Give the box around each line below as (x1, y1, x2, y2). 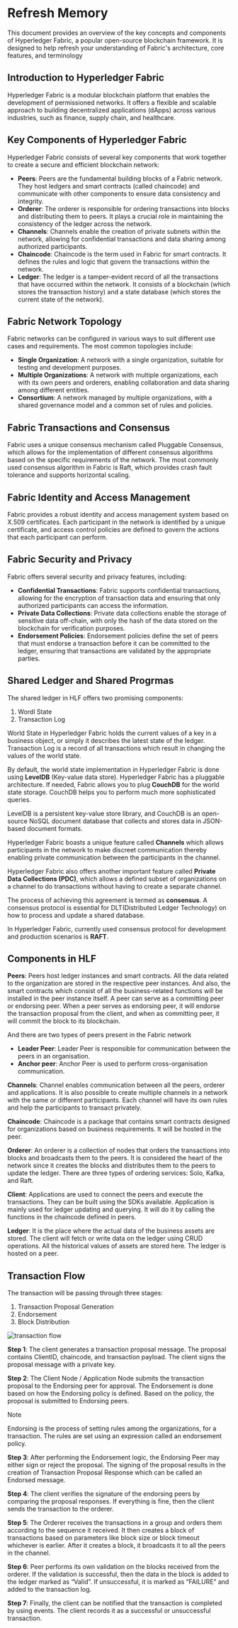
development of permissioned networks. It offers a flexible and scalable (7, 98, 217, 107)
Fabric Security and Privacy (7, 553, 132, 566)
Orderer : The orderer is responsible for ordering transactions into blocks (17, 204, 230, 213)
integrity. (17, 197, 44, 205)
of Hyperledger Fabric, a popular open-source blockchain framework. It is (7, 36, 223, 44)
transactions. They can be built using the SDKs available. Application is (7, 1198, 215, 1206)
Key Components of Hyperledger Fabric (7, 134, 187, 146)
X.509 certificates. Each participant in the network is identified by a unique (7, 518, 226, 526)
